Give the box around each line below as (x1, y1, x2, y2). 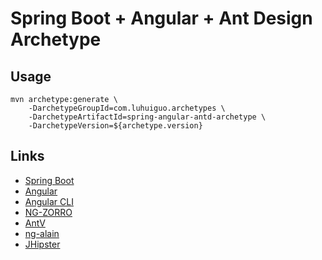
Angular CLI (24, 195, 74, 207)
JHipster (24, 238, 61, 250)
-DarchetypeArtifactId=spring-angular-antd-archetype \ (28, 112, 267, 122)
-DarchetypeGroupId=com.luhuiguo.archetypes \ (28, 103, 226, 113)
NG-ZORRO (24, 206, 73, 218)
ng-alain (24, 227, 60, 239)
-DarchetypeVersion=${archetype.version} (28, 121, 203, 131)
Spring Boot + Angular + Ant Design (10, 7, 313, 30)
